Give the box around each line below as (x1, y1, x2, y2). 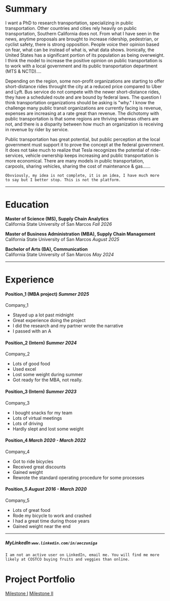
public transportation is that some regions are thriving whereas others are (5, 115, 159, 122)
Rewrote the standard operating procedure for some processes (12, 474, 145, 480)
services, (5, 152, 24, 158)
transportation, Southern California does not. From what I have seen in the (5, 30, 160, 36)
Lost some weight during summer (12, 372, 83, 378)
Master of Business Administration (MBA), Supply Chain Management (5, 231, 155, 237)
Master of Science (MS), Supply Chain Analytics (5, 216, 109, 222)
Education (5, 199, 49, 211)
